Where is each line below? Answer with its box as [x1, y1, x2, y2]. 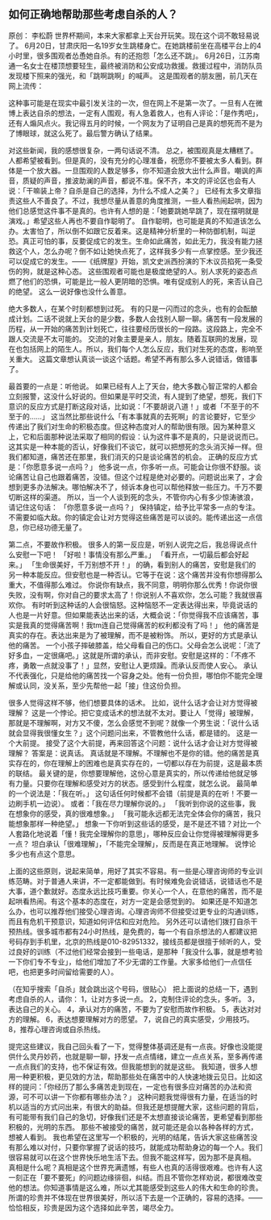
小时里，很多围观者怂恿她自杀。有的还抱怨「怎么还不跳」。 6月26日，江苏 [8, 51, 253, 60]
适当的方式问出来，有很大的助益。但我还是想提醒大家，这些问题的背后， [22, 1101, 263, 1111]
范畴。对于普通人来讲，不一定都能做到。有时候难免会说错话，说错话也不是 [15, 876, 263, 885]
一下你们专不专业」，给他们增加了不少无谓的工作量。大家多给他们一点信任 [8, 956, 252, 966]
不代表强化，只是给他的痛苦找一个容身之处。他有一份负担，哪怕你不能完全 [8, 670, 256, 680]
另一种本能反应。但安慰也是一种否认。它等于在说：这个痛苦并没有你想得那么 [8, 569, 263, 579]
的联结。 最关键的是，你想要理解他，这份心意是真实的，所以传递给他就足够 [8, 768, 258, 778]
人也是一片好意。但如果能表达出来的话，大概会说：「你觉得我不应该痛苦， [8, 610, 252, 619]
